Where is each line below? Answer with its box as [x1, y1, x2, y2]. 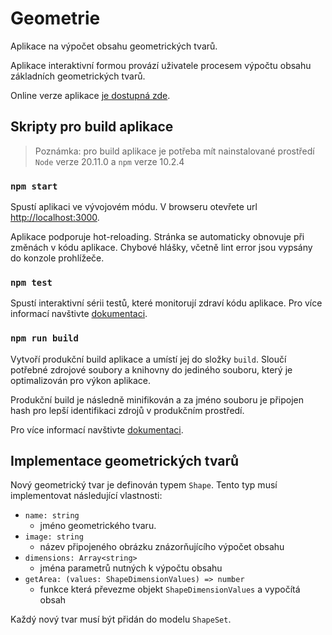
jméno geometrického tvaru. [39, 520, 157, 532]
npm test [10, 277, 53, 288]
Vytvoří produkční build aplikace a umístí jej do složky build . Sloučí [10, 353, 287, 365]
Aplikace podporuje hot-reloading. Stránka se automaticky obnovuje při [10, 231, 305, 243]
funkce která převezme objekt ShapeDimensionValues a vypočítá [39, 583, 301, 596]
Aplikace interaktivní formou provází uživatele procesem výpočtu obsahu [10, 59, 312, 71]
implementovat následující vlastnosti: [10, 490, 163, 502]
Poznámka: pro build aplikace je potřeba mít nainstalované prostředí [34, 145, 315, 157]
